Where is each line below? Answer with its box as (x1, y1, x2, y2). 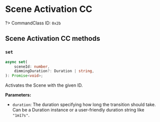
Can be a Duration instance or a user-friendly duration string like (12, 107, 145, 113)
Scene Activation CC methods (5, 34, 100, 43)
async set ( (5, 59, 28, 64)
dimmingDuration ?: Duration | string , (14, 69, 94, 74)
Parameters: (5, 92, 31, 98)
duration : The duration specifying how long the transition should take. (12, 102, 156, 108)
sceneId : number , (14, 64, 50, 69)
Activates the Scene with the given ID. (5, 82, 83, 88)
